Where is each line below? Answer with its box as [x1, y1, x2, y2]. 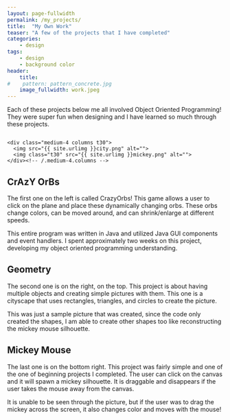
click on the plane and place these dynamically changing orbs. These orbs [7, 201, 218, 209]
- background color [19, 61, 76, 68]
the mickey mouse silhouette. [7, 324, 91, 333]
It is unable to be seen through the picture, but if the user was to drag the [7, 397, 214, 406]
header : [7, 67, 30, 74]
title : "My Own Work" [7, 23, 72, 30]
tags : [7, 49, 23, 56]
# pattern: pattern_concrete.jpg [7, 80, 112, 87]
